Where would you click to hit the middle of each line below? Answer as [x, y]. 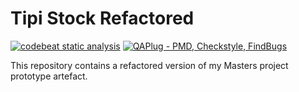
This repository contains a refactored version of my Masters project [149, 65]
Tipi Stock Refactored [102, 18]
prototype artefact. [49, 76]
